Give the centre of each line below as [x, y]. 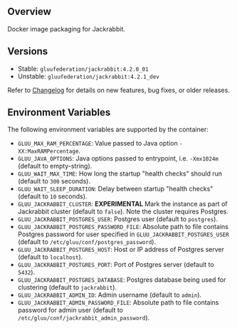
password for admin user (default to [70, 310]
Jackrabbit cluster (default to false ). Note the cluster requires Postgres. [123, 212]
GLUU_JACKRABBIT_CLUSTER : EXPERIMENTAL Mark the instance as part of [122, 204]
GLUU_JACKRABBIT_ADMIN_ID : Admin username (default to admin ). [110, 295]
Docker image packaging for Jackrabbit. [67, 29]
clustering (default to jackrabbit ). [67, 288]
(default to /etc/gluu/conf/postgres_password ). [87, 242]
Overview [30, 12]
